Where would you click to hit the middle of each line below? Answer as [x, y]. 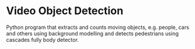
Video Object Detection [65, 11]
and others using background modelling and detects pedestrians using [92, 33]
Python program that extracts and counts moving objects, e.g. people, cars [98, 27]
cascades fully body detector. [42, 40]
